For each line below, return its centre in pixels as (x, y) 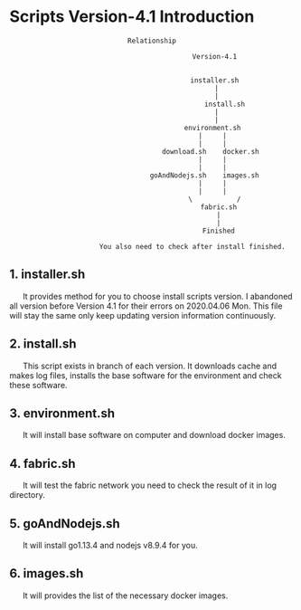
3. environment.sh (62, 413)
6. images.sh (47, 573)
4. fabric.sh (42, 463)
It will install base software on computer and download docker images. (154, 435)
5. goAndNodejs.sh (65, 524)
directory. (27, 495)
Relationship (152, 41)
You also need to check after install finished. (193, 246)
